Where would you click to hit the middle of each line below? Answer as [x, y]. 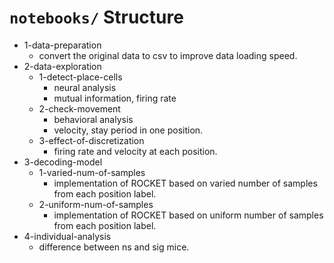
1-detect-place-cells [80, 77]
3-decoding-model [63, 162]
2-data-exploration [62, 66]
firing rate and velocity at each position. [135, 151]
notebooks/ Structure [96, 17]
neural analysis [85, 87]
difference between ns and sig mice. [114, 247]
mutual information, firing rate [115, 98]
